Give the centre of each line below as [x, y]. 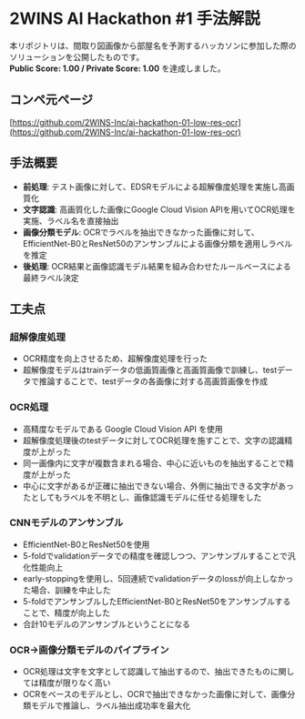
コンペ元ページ [51, 100]
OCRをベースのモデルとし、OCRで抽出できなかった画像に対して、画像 [155, 694]
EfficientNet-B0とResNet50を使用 [86, 544]
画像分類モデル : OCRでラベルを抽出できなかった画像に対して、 [141, 232]
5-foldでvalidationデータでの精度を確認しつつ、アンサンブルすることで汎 [159, 555]
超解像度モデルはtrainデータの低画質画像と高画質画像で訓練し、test [150, 370]
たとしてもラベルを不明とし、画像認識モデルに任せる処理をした [142, 497]
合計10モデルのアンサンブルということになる [107, 623]
